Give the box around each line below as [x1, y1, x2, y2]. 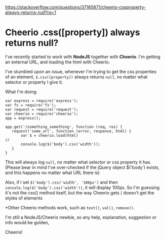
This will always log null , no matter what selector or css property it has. [5, 159, 152, 165]
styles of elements [5, 195, 43, 201]
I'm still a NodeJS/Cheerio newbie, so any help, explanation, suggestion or [5, 214, 157, 220]
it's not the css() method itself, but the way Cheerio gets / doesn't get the [5, 189, 155, 195]
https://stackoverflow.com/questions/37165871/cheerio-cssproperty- [5, 4, 146, 10]
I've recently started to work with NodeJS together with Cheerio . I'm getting [5, 54, 161, 60]
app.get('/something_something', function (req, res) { [5, 124, 123, 129]
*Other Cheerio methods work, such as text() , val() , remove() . [5, 204, 135, 210]
